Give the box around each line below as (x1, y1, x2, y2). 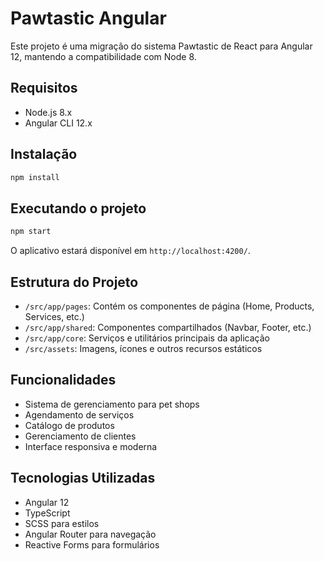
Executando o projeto (10, 200, 147, 217)
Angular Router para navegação (24, 528, 157, 540)
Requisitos (10, 80, 78, 97)
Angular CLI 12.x (24, 117, 93, 129)
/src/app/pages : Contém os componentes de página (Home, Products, (24, 300, 315, 312)
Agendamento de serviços (24, 408, 135, 421)
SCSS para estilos (24, 517, 100, 529)
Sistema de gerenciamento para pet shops (24, 398, 200, 410)
